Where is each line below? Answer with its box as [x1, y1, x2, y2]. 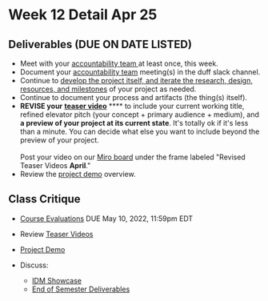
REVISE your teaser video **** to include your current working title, [19, 102, 245, 110]
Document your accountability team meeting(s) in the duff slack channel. [19, 67, 261, 77]
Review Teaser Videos [19, 229, 94, 239]
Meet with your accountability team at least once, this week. [19, 58, 218, 68]
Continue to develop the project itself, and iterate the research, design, [19, 76, 254, 85]
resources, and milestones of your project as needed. [19, 84, 197, 94]
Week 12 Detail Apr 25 [8, 6, 158, 24]
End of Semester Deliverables [31, 284, 130, 294]
